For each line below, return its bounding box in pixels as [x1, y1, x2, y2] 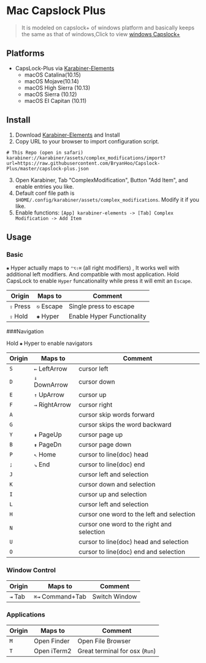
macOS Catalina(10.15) [24, 71, 82, 78]
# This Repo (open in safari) [6, 150, 84, 156]
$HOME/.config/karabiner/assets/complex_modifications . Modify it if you [15, 195, 199, 203]
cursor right [78, 401, 113, 409]
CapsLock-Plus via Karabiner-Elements [15, 64, 115, 72]
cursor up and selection [78, 490, 147, 499]
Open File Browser [77, 637, 131, 645]
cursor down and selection [78, 480, 156, 489]
